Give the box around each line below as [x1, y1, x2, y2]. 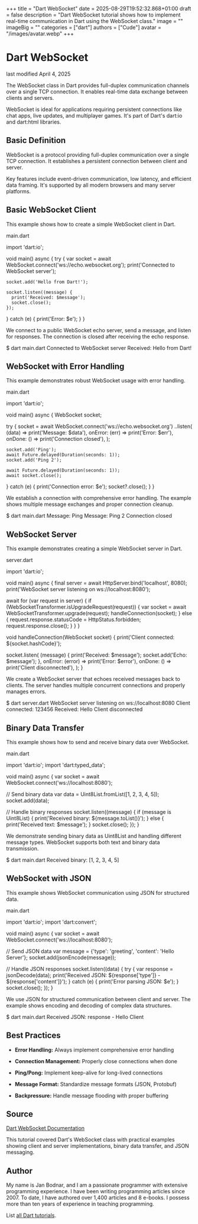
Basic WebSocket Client [6, 205, 96, 215]
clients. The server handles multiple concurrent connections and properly [6, 682, 186, 689]
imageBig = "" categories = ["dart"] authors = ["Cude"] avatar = [6, 24, 161, 31]
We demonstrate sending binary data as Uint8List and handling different [6, 833, 181, 839]
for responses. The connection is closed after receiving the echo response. [6, 333, 190, 340]
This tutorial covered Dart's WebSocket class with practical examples [6, 1136, 175, 1143]
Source [6, 1109, 34, 1119]
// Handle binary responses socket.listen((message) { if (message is [6, 809, 171, 815]
